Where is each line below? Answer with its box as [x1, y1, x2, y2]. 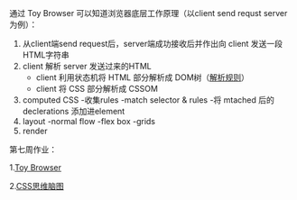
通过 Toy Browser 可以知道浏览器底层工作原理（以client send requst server [9, 8, 288, 18]
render [22, 125, 48, 136]
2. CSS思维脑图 [9, 181, 65, 191]
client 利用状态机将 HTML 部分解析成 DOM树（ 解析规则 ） [35, 72, 250, 83]
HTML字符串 [22, 50, 70, 60]
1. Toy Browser [9, 162, 61, 173]
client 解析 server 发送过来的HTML [22, 61, 152, 71]
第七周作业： [9, 144, 57, 155]
